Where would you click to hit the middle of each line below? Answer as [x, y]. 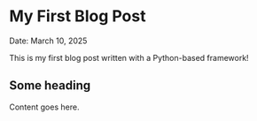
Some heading [50, 86]
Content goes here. [44, 107]
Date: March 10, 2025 [48, 41]
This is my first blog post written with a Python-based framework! [129, 57]
